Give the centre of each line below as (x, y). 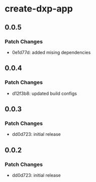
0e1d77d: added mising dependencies (51, 52)
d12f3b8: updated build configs (44, 93)
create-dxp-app (39, 9)
